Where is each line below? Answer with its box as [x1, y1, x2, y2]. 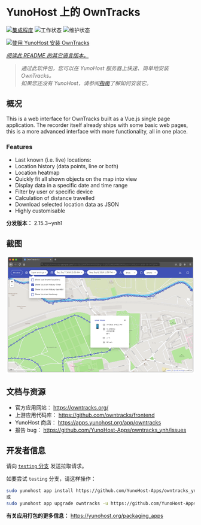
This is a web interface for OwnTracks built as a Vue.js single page [6, 115, 170, 122]
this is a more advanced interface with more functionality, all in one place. [6, 128, 188, 135]
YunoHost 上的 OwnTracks [6, 5, 141, 19]
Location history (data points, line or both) [14, 163, 118, 170]
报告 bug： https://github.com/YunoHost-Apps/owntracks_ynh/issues [14, 426, 187, 433]
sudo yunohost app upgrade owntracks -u [6, 500, 109, 506]
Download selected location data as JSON [14, 201, 119, 208]
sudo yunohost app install [6, 488, 74, 494]
